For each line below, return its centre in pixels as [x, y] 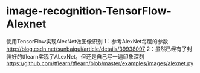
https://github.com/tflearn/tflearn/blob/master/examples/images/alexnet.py [100, 63]
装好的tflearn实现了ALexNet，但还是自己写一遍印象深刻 [76, 56]
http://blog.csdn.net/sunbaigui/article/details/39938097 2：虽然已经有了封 [99, 49]
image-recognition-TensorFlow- [89, 11]
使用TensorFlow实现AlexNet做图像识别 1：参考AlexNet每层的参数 [87, 41]
